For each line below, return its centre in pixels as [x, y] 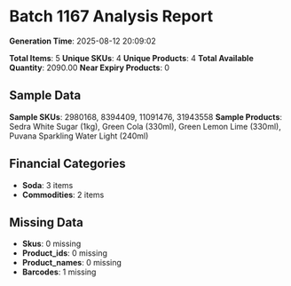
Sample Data [45, 95]
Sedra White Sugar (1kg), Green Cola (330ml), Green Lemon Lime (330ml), [145, 126]
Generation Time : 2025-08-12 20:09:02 [83, 41]
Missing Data [47, 222]
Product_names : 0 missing [72, 263]
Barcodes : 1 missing [59, 272]
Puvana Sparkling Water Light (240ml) [79, 136]
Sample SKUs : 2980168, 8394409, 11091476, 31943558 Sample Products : [145, 116]
